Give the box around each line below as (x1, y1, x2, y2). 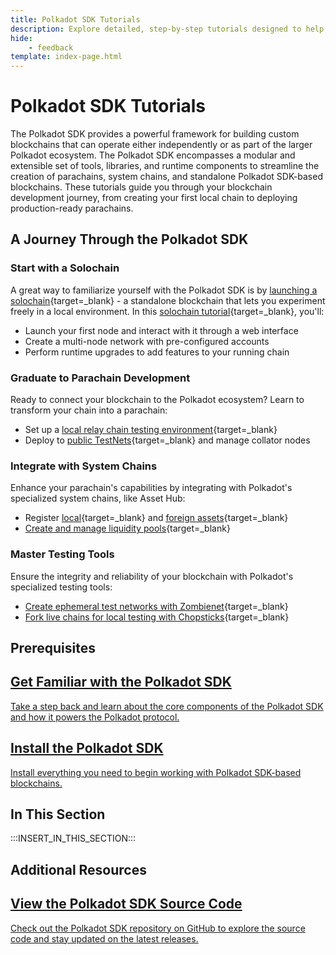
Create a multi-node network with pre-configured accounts (24, 335, 270, 347)
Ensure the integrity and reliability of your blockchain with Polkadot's (10, 570, 294, 582)
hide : (10, 33, 33, 43)
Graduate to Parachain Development (10, 371, 191, 385)
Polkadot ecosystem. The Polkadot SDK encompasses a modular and (10, 149, 296, 161)
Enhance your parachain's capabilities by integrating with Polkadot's (10, 482, 293, 494)
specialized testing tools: (10, 581, 113, 593)
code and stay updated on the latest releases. (10, 932, 199, 945)
